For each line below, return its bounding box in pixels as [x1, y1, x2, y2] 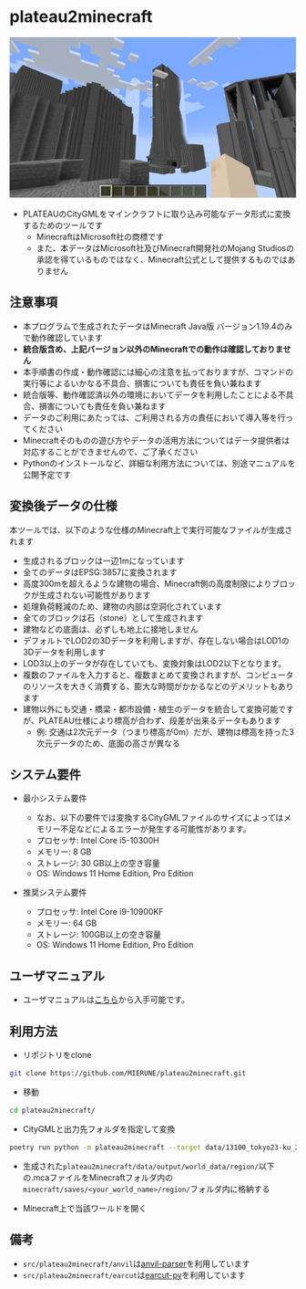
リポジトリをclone [22, 1050, 93, 1061]
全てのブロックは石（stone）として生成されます [22, 612, 204, 623]
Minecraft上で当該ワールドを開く [22, 1202, 148, 1213]
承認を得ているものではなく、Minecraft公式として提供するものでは [36, 254, 289, 265]
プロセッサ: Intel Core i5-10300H [36, 835, 159, 846]
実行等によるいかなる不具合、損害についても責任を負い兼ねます [22, 377, 262, 389]
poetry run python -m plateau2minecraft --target [9, 1143, 202, 1152]
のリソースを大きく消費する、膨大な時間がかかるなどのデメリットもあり [22, 680, 294, 691]
